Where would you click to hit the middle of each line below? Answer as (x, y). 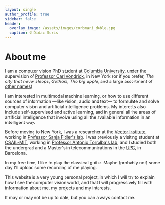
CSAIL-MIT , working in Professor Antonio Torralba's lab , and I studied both (81, 142)
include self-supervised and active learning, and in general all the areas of (81, 112)
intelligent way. (20, 122)
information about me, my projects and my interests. (58, 188)
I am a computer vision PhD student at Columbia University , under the (76, 71)
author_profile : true (27, 14)
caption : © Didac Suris (34, 33)
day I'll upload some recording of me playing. (51, 167)
